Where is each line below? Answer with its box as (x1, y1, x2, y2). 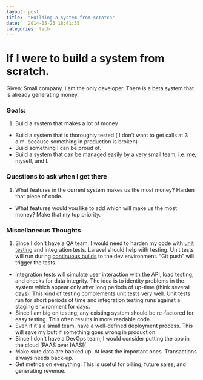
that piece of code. (15, 192, 62, 200)
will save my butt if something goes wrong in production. (15, 329, 157, 336)
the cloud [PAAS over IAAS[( (15, 341, 87, 349)
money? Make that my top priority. (15, 211, 101, 218)
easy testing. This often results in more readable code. (15, 316, 151, 323)
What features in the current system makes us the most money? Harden (15, 186, 195, 194)
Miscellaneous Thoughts (6, 226, 81, 234)
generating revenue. (15, 367, 66, 375)
